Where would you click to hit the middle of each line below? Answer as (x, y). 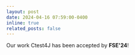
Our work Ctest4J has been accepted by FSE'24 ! (67, 45)
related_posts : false (34, 28)
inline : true (23, 23)
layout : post (23, 12)
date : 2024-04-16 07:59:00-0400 (47, 17)
